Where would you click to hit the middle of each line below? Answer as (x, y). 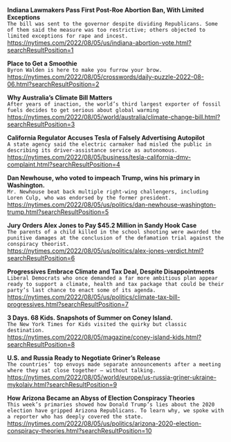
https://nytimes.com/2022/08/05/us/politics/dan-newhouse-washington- (112, 204)
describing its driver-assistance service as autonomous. (92, 151)
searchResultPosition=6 (41, 258)
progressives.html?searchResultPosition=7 (68, 304)
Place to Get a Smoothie (42, 64)
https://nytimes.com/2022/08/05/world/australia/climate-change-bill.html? (114, 117)
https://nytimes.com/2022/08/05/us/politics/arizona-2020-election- (104, 423)
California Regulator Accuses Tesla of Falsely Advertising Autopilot (106, 138)
